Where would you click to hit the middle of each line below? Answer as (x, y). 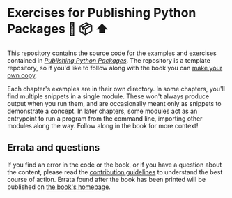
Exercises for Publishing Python (102, 13)
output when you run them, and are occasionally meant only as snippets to (114, 103)
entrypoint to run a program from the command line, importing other (105, 118)
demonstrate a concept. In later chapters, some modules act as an (102, 111)
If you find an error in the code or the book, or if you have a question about (115, 165)
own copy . (22, 75)
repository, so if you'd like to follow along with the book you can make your (115, 68)
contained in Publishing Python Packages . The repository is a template (109, 60)
